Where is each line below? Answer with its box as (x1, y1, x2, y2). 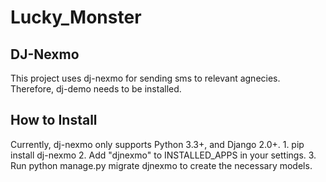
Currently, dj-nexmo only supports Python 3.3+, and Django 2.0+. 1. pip (10, 138, 305, 150)
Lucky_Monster (10, 6, 142, 29)
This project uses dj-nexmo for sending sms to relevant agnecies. (10, 72, 281, 84)
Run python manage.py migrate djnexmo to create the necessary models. (10, 159, 313, 171)
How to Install (10, 112, 98, 129)
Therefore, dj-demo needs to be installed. (10, 83, 182, 95)
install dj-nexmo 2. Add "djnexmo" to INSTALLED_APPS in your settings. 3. (10, 149, 317, 161)
